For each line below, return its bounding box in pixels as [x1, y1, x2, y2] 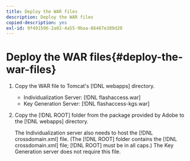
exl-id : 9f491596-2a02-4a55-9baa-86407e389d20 [6, 25, 123, 31]
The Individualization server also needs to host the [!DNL [14, 129, 153, 136]
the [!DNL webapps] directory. [14, 118, 89, 125]
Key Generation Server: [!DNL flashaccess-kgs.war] [23, 100, 150, 107]
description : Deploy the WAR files [6, 14, 94, 20]
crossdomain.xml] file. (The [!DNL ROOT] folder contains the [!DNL [14, 136, 177, 143]
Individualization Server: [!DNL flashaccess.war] [23, 94, 141, 101]
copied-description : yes [6, 19, 67, 25]
